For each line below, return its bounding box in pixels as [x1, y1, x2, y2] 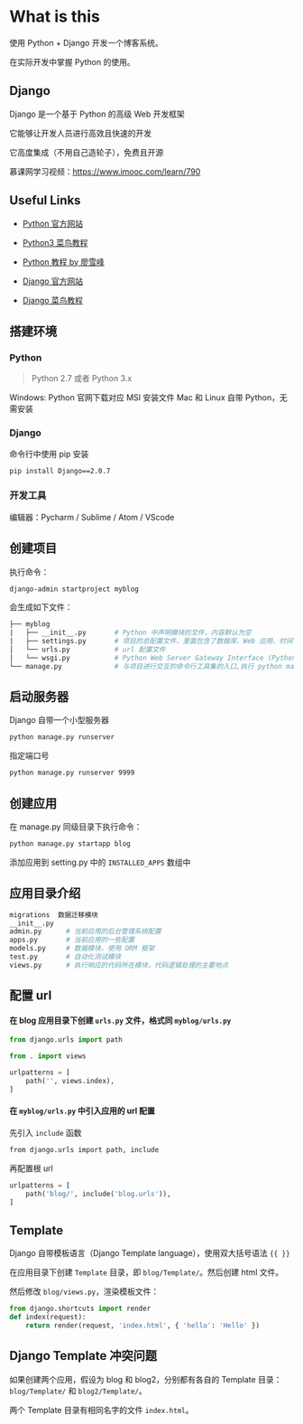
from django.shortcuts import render [9, 1304, 151, 1314]
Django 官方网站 [22, 276, 84, 286]
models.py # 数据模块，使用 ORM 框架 [9, 944, 155, 953]
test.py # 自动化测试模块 [9, 952, 122, 961]
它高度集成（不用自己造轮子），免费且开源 [9, 146, 164, 157]
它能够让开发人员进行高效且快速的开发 [9, 127, 151, 138]
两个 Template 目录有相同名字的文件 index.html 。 [9, 1404, 194, 1415]
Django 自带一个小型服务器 [9, 715, 110, 726]
